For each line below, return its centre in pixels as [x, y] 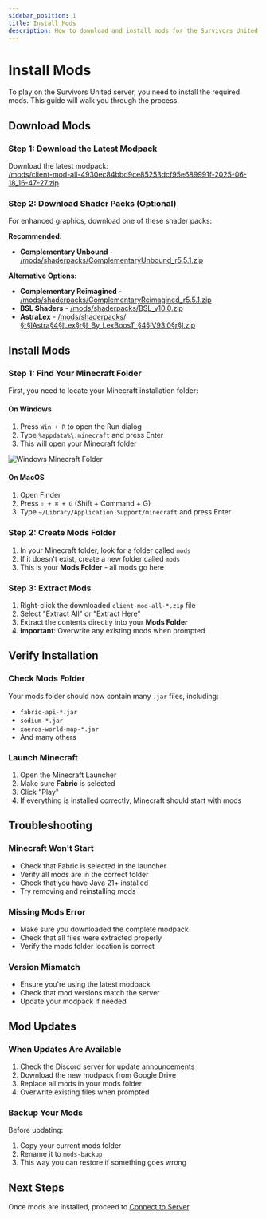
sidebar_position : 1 [43, 16]
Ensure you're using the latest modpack [85, 984]
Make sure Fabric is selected [67, 783]
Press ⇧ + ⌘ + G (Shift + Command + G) [85, 503]
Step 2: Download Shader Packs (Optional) [92, 203]
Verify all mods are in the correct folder [84, 874]
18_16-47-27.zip [34, 183]
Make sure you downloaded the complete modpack [104, 929]
